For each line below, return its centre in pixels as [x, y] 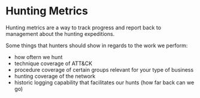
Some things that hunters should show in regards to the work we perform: [97, 45]
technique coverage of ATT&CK [53, 63]
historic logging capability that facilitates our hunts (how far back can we [104, 82]
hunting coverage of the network [55, 76]
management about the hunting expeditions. [60, 33]
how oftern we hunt [38, 57]
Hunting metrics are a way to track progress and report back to [84, 27]
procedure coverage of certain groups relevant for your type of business [104, 69]
